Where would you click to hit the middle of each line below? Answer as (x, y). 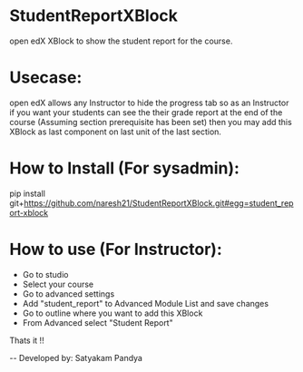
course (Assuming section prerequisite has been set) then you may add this (151, 122)
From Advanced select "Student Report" (98, 322)
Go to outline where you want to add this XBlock (112, 313)
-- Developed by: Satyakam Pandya (76, 357)
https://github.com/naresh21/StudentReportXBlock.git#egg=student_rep (159, 203)
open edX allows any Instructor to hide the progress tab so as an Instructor (149, 103)
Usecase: (46, 78)
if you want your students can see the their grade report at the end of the (146, 112)
